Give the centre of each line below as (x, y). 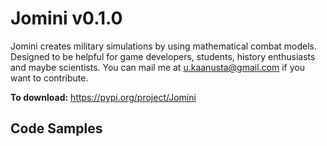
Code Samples (56, 128)
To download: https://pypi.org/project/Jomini (103, 97)
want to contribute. (49, 78)
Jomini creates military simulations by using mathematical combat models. (164, 46)
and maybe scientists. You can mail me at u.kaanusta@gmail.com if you (157, 67)
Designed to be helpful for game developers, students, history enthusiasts (163, 56)
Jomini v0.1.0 (66, 18)
